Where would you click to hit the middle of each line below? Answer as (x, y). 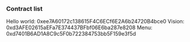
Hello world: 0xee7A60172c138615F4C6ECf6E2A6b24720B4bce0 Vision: (95, 22)
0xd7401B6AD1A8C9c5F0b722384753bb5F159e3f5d (71, 34)
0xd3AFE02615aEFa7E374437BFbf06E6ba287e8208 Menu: (79, 27)
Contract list (24, 9)
